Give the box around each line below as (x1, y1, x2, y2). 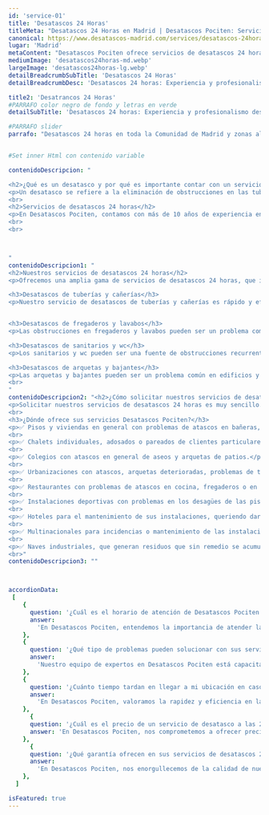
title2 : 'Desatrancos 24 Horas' (8, 93, 116, 101)
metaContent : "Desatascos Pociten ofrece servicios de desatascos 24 (8, 49, 246, 57)
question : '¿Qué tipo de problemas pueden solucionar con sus (29, 646, 242, 654)
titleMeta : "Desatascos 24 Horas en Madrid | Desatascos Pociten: (8, 26, 235, 34)
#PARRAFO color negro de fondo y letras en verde (8, 101, 178, 109)
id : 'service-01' (8, 11, 66, 20)
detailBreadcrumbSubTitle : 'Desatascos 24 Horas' (8, 71, 178, 79)
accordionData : (8, 586, 59, 594)
